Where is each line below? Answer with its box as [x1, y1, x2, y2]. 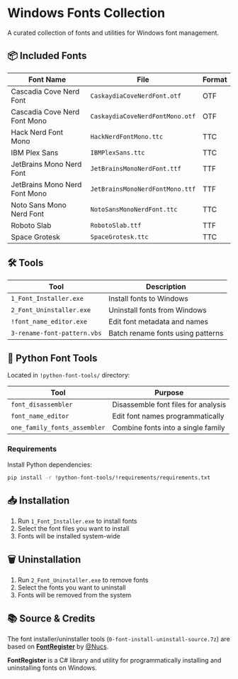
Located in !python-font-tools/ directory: [7, 371, 130, 380]
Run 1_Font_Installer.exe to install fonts [17, 517, 137, 526]
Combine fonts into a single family [112, 423, 225, 433]
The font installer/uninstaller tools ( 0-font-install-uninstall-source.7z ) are [7, 634, 230, 643]
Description [145, 282, 186, 292]
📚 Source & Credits [7, 612, 96, 624]
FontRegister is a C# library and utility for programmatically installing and [7, 656, 222, 664]
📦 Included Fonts [7, 50, 87, 62]
